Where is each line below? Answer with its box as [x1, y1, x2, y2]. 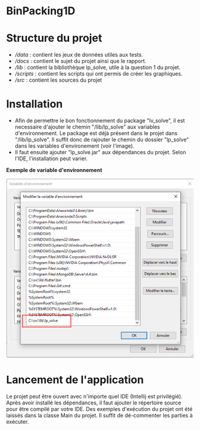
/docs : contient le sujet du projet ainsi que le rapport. [14, 58, 147, 65]
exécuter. [6, 418, 29, 425]
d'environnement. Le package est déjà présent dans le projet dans [14, 130, 177, 137]
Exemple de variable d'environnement [6, 167, 102, 174]
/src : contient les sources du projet [14, 76, 102, 84]
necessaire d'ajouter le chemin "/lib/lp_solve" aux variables [14, 123, 160, 130]
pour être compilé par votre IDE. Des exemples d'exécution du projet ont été [6, 405, 193, 412]
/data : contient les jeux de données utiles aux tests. [14, 51, 143, 58]
